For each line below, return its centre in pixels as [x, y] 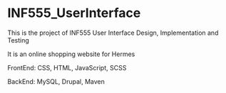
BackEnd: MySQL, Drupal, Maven [56, 81]
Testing [19, 40]
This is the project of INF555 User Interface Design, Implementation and [113, 33]
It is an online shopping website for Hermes [71, 54]
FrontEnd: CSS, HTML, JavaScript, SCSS [67, 67]
